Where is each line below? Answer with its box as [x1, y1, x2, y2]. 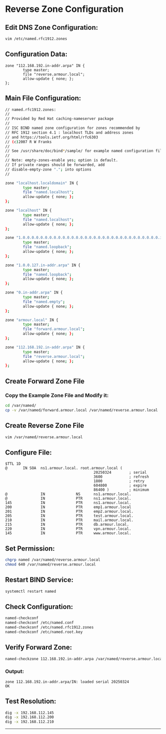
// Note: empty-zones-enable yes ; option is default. [5, 158, 119, 163]
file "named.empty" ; [23, 299, 65, 304]
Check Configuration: [5, 602, 73, 611]
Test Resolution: [5, 697, 57, 706]
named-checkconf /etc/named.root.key [5, 629, 83, 634]
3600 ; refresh [93, 474, 149, 479]
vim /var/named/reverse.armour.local [5, 435, 83, 440]
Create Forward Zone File [5, 377, 85, 385]
